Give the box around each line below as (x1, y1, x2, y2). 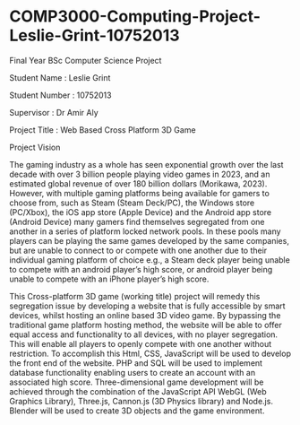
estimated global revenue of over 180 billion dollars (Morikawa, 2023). (9, 178, 268, 189)
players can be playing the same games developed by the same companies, (9, 235, 289, 246)
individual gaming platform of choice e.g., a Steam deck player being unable (9, 254, 291, 265)
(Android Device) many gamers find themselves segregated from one (9, 216, 265, 227)
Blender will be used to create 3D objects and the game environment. (9, 405, 265, 416)
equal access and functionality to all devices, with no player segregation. (9, 329, 279, 340)
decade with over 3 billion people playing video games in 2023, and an (9, 169, 270, 179)
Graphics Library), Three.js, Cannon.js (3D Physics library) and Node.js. (9, 395, 273, 406)
